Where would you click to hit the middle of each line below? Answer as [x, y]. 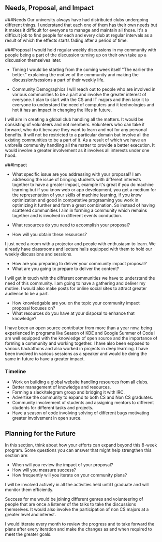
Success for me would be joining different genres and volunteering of [74, 499]
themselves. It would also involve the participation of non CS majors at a [77, 509]
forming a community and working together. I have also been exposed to [77, 343]
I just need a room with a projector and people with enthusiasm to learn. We [80, 244]
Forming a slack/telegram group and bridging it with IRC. [68, 392]
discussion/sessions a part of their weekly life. [58, 80]
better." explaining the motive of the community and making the [75, 74]
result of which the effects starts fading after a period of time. [66, 40]
